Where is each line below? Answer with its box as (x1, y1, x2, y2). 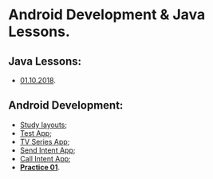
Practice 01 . (19, 162, 61, 172)
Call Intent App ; (19, 153, 72, 163)
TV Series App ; (19, 137, 70, 146)
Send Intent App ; (19, 145, 76, 155)
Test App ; (19, 128, 52, 137)
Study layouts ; (19, 120, 68, 129)
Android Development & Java (8, 6, 206, 24)
